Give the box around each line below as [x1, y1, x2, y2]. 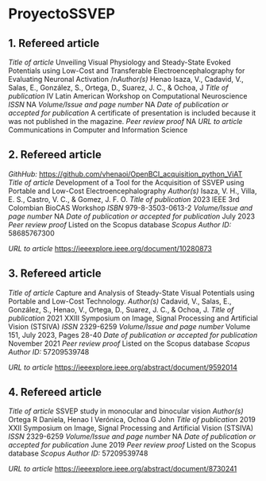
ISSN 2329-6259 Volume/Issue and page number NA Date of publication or [8, 432, 256, 441]
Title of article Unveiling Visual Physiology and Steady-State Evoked [8, 57, 231, 67]
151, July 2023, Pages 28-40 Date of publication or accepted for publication [8, 330, 258, 339]
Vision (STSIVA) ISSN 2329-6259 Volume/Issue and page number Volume [8, 321, 251, 331]
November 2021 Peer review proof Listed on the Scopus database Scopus [8, 339, 250, 348]
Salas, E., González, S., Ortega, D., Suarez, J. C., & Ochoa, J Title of [8, 83, 229, 92]
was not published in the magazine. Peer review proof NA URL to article [8, 117, 243, 126]
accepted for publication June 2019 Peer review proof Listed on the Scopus [8, 440, 256, 450]
